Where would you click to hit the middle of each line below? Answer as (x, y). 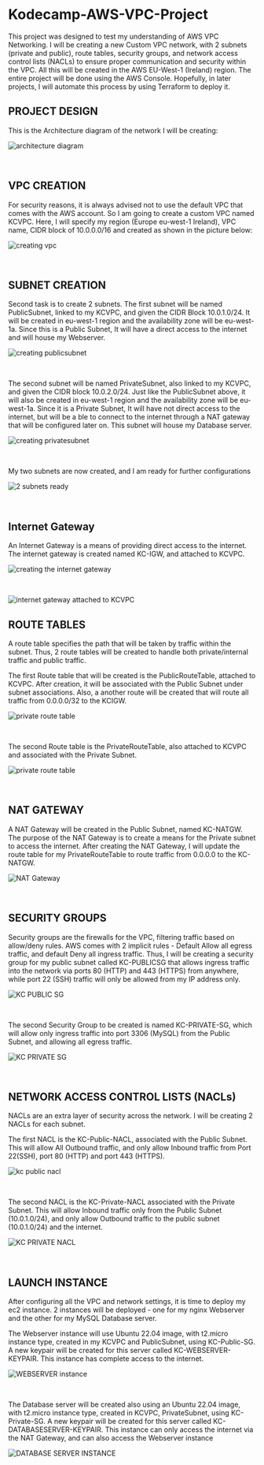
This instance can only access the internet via (179, 1430)
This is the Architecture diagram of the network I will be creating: (113, 130)
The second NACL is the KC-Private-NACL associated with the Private (122, 1202)
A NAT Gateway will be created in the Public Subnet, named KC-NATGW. (125, 829)
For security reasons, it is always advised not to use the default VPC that (126, 205)
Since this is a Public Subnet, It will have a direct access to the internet (133, 330)
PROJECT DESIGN (53, 112)
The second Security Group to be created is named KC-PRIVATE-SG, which (130, 1025)
